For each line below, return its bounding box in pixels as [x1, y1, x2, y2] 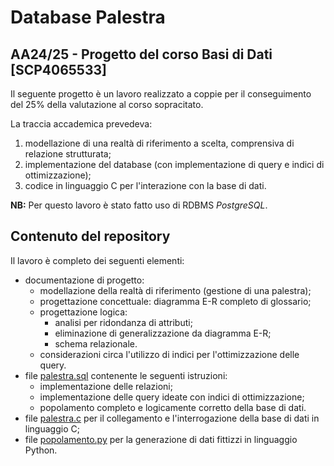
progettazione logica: [39, 306, 128, 318]
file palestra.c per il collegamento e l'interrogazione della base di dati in [24, 412, 320, 424]
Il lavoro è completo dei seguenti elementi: [10, 254, 185, 266]
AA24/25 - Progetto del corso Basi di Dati [10, 46, 273, 63]
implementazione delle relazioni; [39, 380, 173, 392]
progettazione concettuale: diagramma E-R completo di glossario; [39, 295, 312, 307]
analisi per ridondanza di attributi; [54, 316, 193, 328]
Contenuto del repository [10, 228, 171, 245]
